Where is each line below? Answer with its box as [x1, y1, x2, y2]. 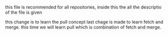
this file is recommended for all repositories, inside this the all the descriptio [5, 4, 162, 10]
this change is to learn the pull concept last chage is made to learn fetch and [5, 19, 163, 25]
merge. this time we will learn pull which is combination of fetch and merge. [5, 24, 161, 30]
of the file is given [5, 9, 43, 15]
